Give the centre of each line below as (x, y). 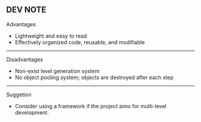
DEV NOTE (26, 10)
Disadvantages (25, 59)
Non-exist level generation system (57, 71)
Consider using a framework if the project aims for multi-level (90, 106)
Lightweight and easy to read (51, 36)
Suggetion (19, 94)
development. (32, 112)
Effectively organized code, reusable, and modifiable (80, 42)
